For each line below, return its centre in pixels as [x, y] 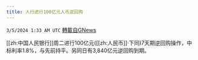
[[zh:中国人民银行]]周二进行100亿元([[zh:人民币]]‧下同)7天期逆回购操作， [97, 42]
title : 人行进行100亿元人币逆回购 [45, 12]
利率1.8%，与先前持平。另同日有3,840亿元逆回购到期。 [81, 50]
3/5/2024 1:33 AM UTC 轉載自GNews [51, 30]
